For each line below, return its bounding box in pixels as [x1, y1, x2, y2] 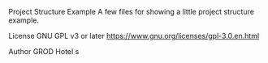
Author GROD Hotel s [8, 47, 80, 56]
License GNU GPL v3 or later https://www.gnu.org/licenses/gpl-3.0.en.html [8, 31, 260, 40]
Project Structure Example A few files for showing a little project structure [8, 7, 254, 16]
